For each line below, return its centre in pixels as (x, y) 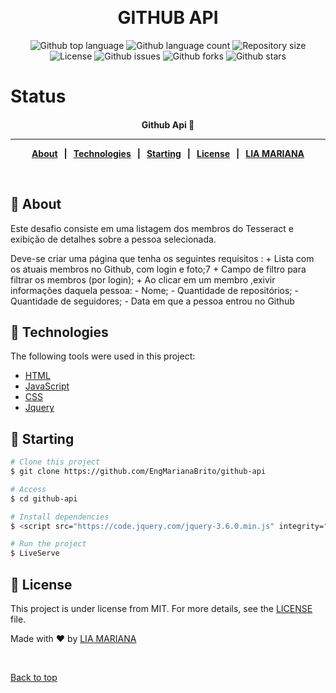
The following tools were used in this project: (103, 356)
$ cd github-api (44, 498)
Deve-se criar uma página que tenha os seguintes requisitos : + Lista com (162, 258)
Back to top (34, 677)
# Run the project (48, 544)
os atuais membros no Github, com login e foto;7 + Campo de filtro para (158, 269)
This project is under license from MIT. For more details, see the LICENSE (161, 608)
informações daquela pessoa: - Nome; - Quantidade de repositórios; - (154, 290)
